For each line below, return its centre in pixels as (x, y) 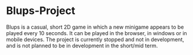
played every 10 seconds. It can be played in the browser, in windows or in (97, 33)
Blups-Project (41, 11)
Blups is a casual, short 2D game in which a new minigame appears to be (95, 27)
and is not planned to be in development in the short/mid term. (82, 46)
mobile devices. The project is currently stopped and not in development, (95, 39)
